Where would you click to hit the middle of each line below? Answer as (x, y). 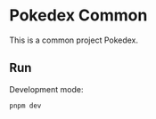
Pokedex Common (78, 16)
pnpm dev (25, 106)
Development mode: (46, 89)
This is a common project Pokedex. (74, 40)
